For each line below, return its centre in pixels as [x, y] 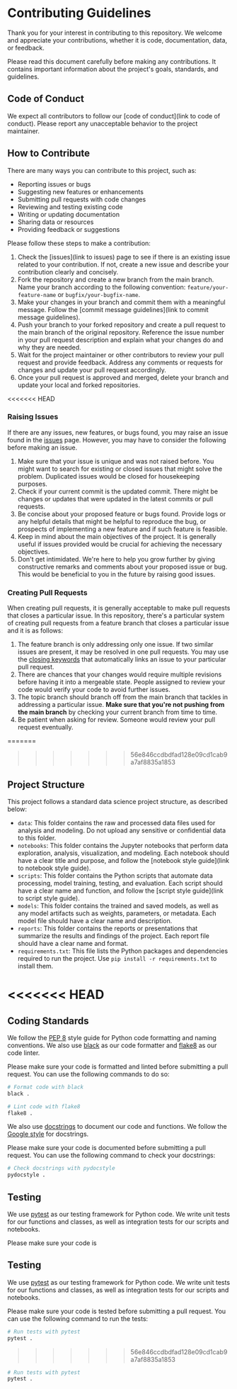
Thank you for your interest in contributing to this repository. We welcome [115, 33]
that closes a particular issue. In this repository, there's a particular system [116, 615]
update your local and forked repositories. [79, 385]
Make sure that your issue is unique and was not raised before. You [116, 461]
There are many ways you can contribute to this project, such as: [102, 170]
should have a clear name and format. [73, 943]
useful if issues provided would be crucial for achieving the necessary [120, 544]
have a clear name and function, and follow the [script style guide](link [121, 891]
